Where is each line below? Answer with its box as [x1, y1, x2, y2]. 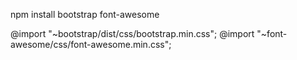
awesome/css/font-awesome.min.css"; [10, 39, 172, 50]
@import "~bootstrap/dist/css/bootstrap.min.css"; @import [10, 28, 255, 39]
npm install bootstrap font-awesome [10, 9, 160, 20]
